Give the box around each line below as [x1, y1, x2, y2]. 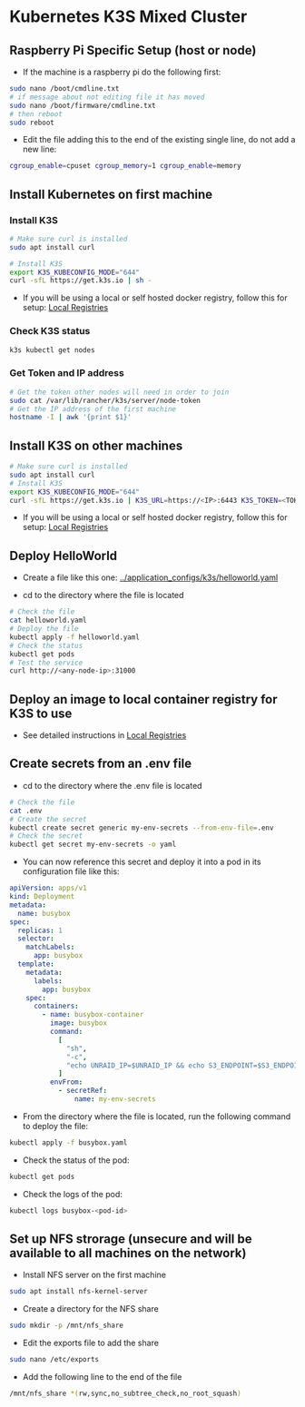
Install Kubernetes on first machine [9, 186, 213, 202]
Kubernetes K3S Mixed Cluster [9, 6, 248, 27]
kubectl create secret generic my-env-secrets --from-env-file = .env [9, 823, 274, 832]
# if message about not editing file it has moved [9, 93, 205, 102]
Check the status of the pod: [22, 1155, 130, 1166]
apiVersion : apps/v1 [9, 883, 88, 893]
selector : [17, 934, 54, 943]
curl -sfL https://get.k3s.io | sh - [9, 276, 152, 285]
